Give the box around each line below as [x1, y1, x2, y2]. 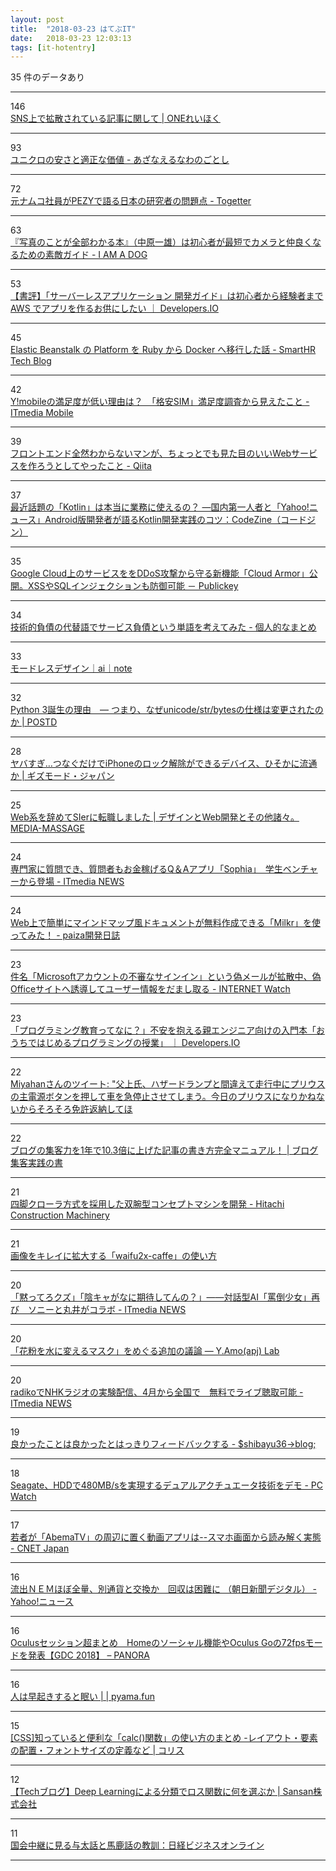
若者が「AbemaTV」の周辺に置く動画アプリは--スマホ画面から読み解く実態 [10, 1531, 322, 1543]
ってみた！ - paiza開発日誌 [10, 929, 121, 941]
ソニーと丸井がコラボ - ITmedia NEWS [27, 1304, 187, 1316]
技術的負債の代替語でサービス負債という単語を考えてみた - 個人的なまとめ [10, 621, 317, 633]
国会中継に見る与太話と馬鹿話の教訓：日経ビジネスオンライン [10, 1839, 265, 1851]
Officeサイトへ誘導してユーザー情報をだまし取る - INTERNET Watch [10, 983, 291, 995]
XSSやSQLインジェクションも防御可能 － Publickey [27, 580, 239, 592]
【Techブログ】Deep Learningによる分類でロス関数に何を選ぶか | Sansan [10, 1786, 314, 1798]
